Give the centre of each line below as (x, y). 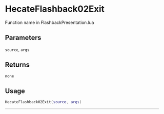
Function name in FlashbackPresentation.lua (50, 22)
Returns (18, 65)
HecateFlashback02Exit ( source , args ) (43, 102)
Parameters (23, 38)
